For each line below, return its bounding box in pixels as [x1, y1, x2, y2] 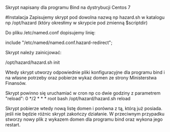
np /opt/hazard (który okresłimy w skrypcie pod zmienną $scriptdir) [5, 20, 148, 26]
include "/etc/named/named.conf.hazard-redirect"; [5, 39, 113, 46]
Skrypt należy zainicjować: [5, 50, 62, 55]
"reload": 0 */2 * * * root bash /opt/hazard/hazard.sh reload [5, 96, 131, 101]
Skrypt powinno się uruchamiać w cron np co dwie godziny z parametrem [5, 90, 161, 96]
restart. [5, 122, 21, 127]
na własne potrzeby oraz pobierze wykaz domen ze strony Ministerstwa [5, 75, 157, 81]
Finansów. [5, 80, 27, 86]
